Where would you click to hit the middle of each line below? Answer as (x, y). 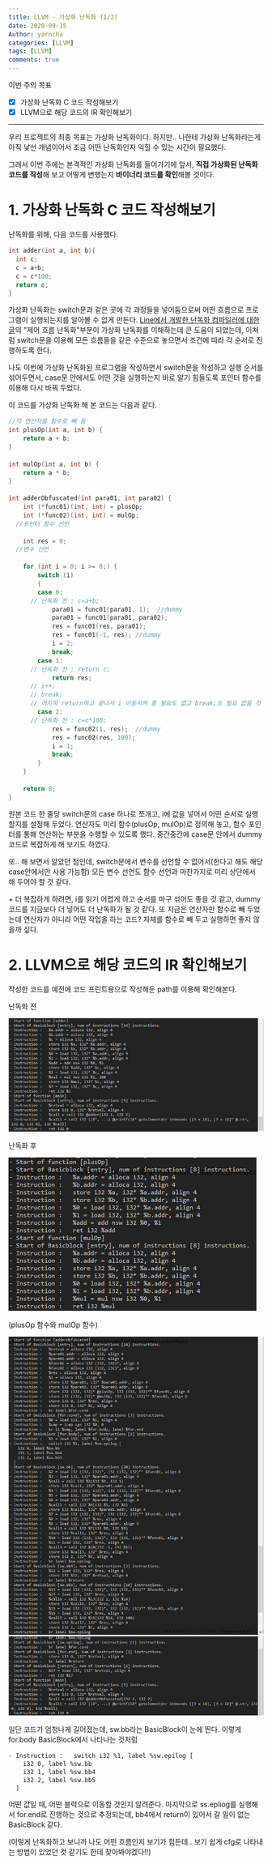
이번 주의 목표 (30, 85)
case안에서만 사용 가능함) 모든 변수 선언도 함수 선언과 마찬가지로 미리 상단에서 (132, 872)
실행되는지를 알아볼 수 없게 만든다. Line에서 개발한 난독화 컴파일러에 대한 (145, 320)
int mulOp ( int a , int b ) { (54, 464)
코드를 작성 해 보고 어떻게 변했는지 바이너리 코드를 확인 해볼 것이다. (112, 175)
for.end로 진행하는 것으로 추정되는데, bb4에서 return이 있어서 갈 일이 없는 (134, 1815)
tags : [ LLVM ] (30, 51)
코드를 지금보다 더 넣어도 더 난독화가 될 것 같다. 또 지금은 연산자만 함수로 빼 (127, 909)
